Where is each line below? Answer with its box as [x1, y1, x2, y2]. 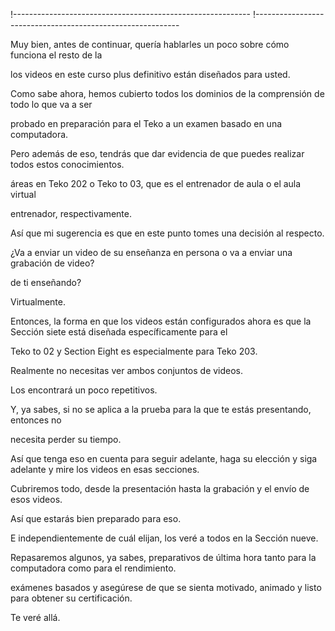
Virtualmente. [10, 296, 66, 308]
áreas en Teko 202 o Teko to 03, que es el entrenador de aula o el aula [10, 178, 302, 189]
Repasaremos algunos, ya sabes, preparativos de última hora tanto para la [10, 552, 317, 563]
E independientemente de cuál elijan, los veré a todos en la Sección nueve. [10, 532, 319, 544]
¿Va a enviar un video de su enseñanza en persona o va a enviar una [10, 247, 293, 258]
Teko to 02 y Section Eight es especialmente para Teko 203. [10, 345, 258, 357]
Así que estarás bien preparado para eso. [10, 513, 182, 524]
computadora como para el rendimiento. [10, 562, 177, 574]
